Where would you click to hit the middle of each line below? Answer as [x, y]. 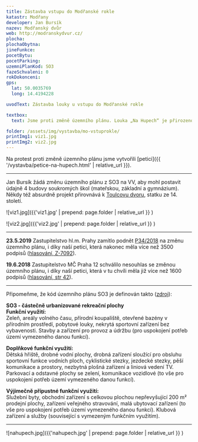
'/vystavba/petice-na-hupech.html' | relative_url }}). [69, 165]
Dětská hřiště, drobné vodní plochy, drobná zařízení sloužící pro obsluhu [94, 354]
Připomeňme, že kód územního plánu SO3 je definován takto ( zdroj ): [89, 294]
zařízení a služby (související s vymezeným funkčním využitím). [83, 416]
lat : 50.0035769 [31, 88]
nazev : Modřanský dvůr [34, 28]
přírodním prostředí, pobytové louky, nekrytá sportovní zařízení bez [88, 324]
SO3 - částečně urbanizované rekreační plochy [65, 305]
